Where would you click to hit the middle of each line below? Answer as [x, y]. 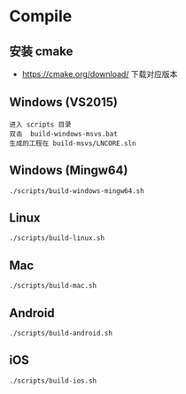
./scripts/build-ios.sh [53, 381]
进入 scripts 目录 [40, 124]
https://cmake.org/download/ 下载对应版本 [100, 74]
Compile [41, 16]
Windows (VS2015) [63, 102]
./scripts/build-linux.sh [57, 238]
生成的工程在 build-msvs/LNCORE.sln [73, 143]
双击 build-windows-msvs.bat [63, 134]
